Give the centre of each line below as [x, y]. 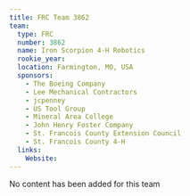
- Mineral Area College [70, 117]
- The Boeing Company [65, 84]
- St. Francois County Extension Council [103, 134]
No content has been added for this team [85, 184]
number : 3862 [41, 42]
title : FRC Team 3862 [50, 17]
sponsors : [35, 76]
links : [29, 150]
